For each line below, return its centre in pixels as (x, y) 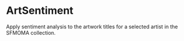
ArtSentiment (40, 11)
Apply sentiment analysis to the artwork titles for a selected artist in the (92, 27)
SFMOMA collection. (31, 32)
